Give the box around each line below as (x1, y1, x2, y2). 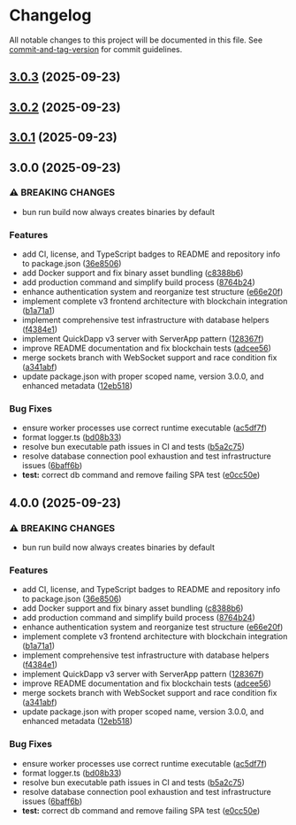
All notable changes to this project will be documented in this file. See (9, 35, 263, 45)
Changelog (9, 5, 92, 26)
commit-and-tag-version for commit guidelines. (9, 43, 183, 54)
